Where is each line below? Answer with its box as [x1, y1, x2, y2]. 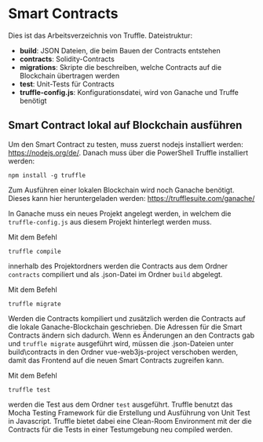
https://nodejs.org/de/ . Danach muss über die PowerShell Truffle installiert [8, 148, 249, 157]
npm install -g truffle [8, 171, 86, 179]
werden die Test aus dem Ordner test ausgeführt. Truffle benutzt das [8, 400, 233, 409]
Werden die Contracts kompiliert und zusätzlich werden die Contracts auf [8, 313, 246, 323]
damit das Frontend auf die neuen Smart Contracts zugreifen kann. [8, 355, 225, 365]
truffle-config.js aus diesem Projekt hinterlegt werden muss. [8, 217, 212, 226]
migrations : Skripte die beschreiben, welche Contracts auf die [19, 62, 222, 71]
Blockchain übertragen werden [19, 71, 120, 80]
